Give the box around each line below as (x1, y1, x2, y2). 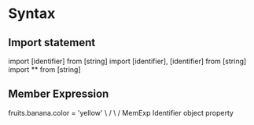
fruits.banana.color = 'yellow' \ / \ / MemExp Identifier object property (8, 108, 234, 117)
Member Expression (8, 87, 109, 101)
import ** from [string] (8, 65, 81, 74)
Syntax (8, 5, 56, 23)
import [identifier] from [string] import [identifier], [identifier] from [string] (8, 56, 247, 66)
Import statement (8, 36, 96, 49)
